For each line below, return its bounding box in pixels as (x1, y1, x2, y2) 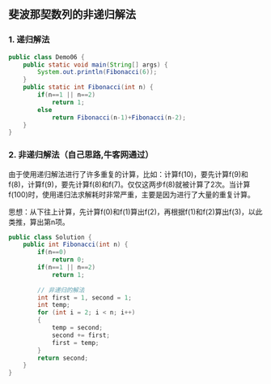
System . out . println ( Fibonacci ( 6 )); (37, 68, 158, 76)
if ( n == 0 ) (37, 248, 67, 257)
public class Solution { (8, 233, 92, 241)
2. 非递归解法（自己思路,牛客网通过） (8, 149, 154, 161)
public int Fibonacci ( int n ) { (23, 240, 129, 249)
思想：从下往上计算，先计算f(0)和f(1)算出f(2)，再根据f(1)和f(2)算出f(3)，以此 (8, 206, 263, 217)
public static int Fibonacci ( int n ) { (23, 84, 154, 92)
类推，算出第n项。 (8, 217, 70, 227)
